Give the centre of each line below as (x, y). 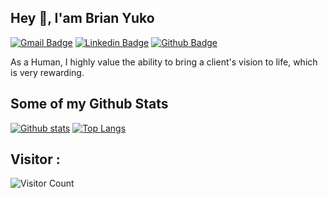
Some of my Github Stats (89, 104)
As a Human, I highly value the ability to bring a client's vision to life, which (164, 62)
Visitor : (35, 159)
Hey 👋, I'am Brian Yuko (82, 18)
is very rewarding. (47, 72)
